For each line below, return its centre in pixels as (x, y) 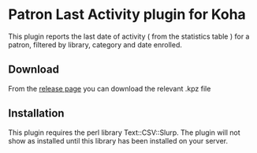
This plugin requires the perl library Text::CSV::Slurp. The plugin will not (124, 132)
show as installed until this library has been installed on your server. (118, 140)
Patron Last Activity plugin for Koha (127, 15)
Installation (36, 113)
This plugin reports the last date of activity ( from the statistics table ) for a (129, 36)
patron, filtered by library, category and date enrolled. (95, 44)
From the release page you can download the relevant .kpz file (110, 88)
